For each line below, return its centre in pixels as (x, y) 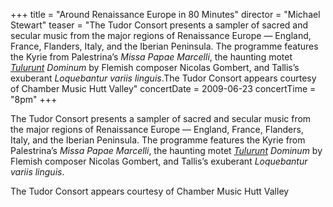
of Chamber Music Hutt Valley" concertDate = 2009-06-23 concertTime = (163, 88)
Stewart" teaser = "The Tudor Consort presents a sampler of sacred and (159, 25)
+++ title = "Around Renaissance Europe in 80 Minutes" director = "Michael (165, 14)
